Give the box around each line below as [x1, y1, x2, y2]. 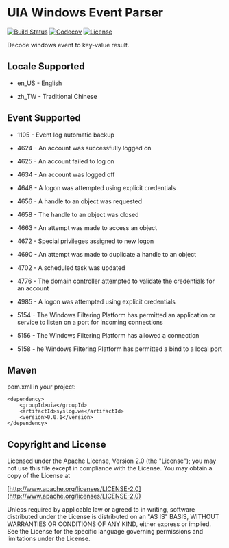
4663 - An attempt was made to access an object [16, 223, 158, 231]
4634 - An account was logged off [16, 170, 115, 179]
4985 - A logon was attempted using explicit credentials [16, 297, 176, 306]
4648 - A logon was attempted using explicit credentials [16, 183, 176, 192]
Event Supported [7, 112, 81, 124]
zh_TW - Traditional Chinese [16, 92, 97, 100]
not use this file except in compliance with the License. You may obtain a [7, 464, 213, 472]
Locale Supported [7, 60, 86, 73]
